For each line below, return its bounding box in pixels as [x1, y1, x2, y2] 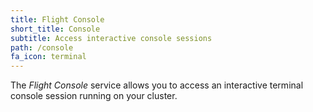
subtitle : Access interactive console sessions [10, 33, 213, 43]
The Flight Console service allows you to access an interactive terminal [10, 79, 304, 91]
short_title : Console [10, 24, 101, 34]
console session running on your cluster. [10, 90, 178, 102]
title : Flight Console [10, 14, 105, 25]
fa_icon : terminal [10, 52, 87, 62]
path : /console [10, 42, 74, 53]
